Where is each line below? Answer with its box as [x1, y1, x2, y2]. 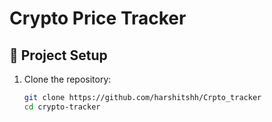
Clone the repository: [23, 73, 112, 85]
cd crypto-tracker [23, 102, 101, 112]
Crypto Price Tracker [9, 7, 187, 30]
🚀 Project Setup [9, 47, 108, 64]
